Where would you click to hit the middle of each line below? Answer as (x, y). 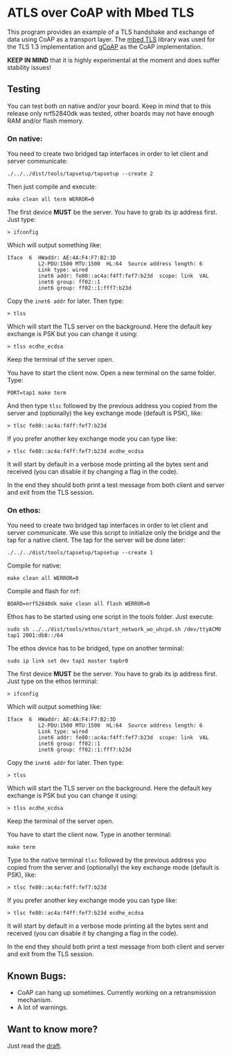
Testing (24, 89)
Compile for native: (34, 565)
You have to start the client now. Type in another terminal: (89, 835)
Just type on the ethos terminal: (53, 681)
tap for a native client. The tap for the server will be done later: (96, 540)
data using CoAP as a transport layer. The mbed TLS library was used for (111, 39)
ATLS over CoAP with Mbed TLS (101, 13)
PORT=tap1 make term (37, 393)
